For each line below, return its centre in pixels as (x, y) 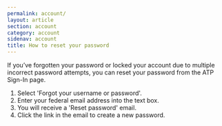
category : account (33, 33)
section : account (32, 26)
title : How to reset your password (58, 45)
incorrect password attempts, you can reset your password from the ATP (111, 72)
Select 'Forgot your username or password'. (80, 93)
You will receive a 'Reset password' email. (77, 108)
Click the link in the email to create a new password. (91, 115)
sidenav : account (32, 39)
